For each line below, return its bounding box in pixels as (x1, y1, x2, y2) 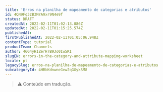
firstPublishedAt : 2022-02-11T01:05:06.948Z (5, 35, 99, 40)
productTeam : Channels (5, 44, 52, 49)
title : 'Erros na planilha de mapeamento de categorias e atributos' (5, 7, 152, 12)
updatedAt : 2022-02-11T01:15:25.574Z (5, 26, 83, 31)
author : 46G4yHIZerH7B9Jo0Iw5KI (5, 49, 72, 54)
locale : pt (5, 58, 28, 63)
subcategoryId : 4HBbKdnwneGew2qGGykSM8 (5, 68, 88, 73)
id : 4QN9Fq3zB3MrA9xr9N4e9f (5, 12, 63, 17)
